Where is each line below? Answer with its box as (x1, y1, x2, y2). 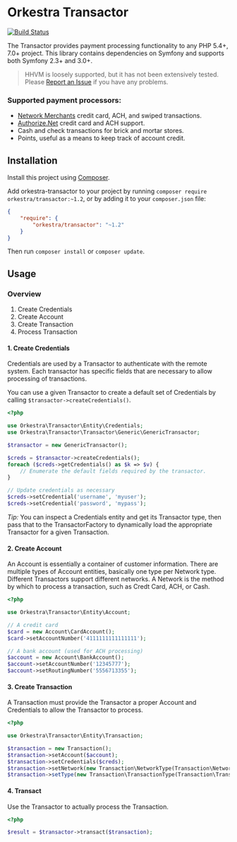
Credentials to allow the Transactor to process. (7, 705, 143, 715)
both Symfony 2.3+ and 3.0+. (7, 56, 93, 64)
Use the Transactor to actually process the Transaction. (7, 802, 169, 811)
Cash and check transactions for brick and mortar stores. (17, 127, 185, 135)
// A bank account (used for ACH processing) (7, 647, 143, 654)
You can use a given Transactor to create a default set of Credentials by (7, 388, 217, 397)
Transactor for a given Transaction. (7, 528, 109, 536)
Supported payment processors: (7, 95, 122, 105)
